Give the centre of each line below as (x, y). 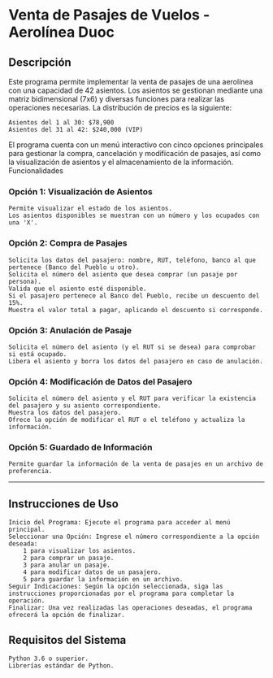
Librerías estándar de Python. (61, 666)
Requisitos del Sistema (67, 640)
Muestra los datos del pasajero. (65, 413)
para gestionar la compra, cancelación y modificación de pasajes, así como (135, 153)
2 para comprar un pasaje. (69, 558)
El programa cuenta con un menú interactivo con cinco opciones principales (136, 145)
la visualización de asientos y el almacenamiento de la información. (121, 162)
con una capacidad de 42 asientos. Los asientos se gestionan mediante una (136, 90)
